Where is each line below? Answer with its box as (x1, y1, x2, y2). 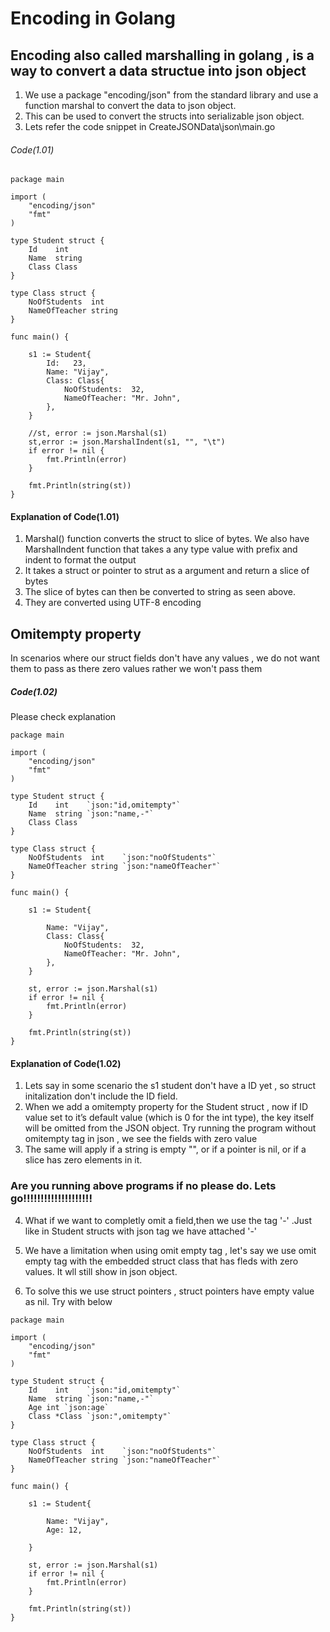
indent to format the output (24, 554, 137, 566)
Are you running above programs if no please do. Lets (10, 1179, 277, 1193)
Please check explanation (10, 711, 117, 723)
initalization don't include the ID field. (24, 1090, 178, 1102)
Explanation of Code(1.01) (10, 510, 120, 522)
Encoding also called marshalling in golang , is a (10, 47, 315, 64)
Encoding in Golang (10, 7, 176, 30)
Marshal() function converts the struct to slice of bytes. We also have (24, 533, 310, 545)
